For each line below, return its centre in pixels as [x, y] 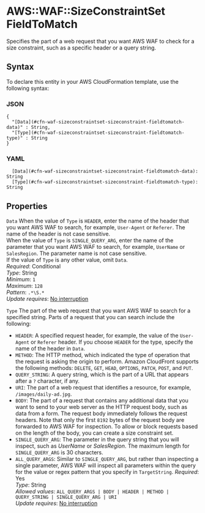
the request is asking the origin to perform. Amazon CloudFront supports [107, 361]
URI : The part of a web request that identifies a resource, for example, [103, 388]
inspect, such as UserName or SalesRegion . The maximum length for [102, 446]
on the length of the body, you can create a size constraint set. [94, 433]
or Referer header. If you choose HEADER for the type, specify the [112, 342]
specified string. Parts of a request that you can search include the [91, 317]
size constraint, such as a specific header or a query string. [81, 48]
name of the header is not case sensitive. [58, 234]
